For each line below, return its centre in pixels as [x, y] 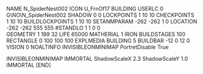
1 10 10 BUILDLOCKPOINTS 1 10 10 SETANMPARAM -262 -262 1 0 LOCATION [102, 21]
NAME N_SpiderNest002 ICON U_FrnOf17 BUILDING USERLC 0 [85, 9]
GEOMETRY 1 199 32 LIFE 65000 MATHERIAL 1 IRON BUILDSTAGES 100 [96, 34]
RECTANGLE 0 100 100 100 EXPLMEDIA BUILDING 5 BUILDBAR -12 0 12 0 [98, 41]
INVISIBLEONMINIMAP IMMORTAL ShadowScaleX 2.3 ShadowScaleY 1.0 [97, 59]
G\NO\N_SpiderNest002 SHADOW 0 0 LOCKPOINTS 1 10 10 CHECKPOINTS [101, 15]
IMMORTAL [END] [29, 65]
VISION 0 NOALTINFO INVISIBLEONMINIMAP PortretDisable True [88, 47]
